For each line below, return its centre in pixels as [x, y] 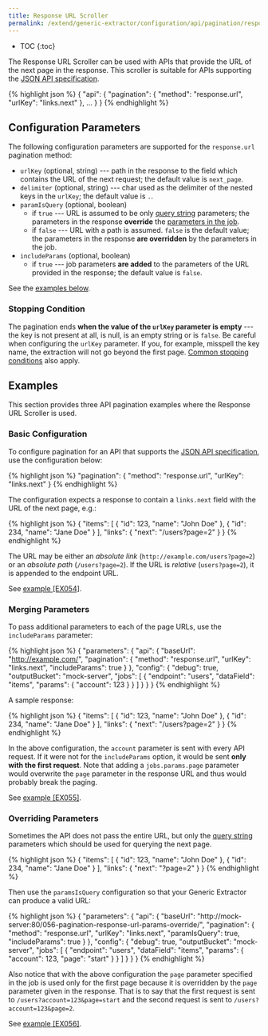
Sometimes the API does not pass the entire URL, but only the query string [130, 836]
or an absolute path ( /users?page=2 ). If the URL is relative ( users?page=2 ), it [131, 564]
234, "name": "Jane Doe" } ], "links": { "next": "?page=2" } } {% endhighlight [134, 868]
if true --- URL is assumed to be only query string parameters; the [140, 214]
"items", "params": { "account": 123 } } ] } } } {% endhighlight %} [114, 685]
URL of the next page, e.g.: [53, 508]
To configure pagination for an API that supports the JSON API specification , [134, 451]
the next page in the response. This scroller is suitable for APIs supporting [130, 70]
